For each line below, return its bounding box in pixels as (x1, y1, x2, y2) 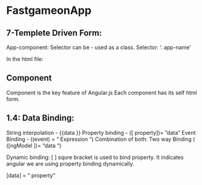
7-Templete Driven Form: (6, 28, 102, 38)
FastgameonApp (6, 4, 92, 18)
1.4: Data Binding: (6, 113, 74, 123)
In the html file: (6, 56, 44, 62)
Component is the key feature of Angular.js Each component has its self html (6, 89, 197, 96)
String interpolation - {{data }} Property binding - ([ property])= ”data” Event (6, 129, 196, 136)
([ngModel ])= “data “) (6, 141, 62, 149)
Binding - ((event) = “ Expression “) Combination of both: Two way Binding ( (6, 135, 195, 143)
